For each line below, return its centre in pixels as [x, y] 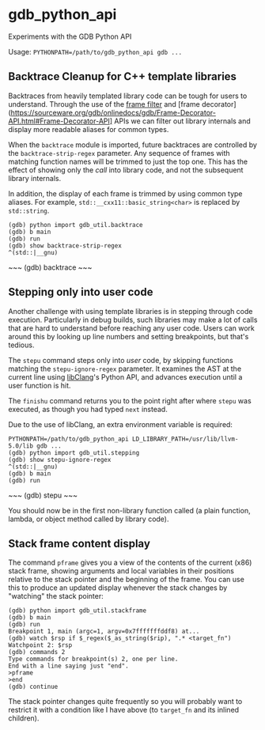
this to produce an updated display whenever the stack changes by [118, 588]
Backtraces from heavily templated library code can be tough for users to [128, 96]
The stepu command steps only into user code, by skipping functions [121, 360]
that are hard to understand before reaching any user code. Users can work [132, 328]
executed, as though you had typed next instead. [88, 409]
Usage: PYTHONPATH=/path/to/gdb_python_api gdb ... [95, 51]
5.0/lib [21, 446]
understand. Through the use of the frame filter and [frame [104, 104]
